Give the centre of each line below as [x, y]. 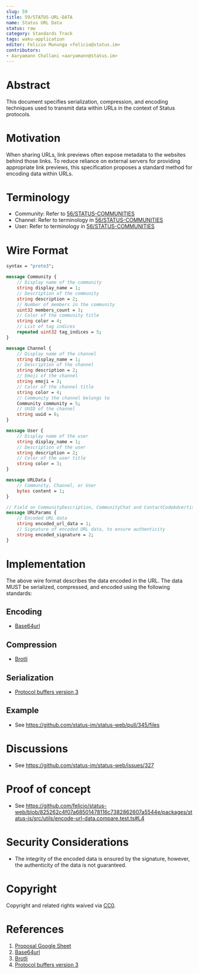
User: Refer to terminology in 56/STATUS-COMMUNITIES [85, 227]
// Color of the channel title [55, 387]
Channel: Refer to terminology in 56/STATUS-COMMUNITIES [89, 220]
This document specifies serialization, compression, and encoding [87, 101]
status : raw [21, 28]
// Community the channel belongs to [63, 398]
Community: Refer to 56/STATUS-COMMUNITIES [75, 214]
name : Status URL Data [34, 23]
